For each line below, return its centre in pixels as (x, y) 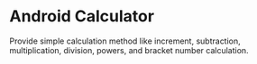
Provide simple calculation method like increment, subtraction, (125, 41)
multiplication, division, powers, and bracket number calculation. (129, 50)
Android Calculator (82, 16)
